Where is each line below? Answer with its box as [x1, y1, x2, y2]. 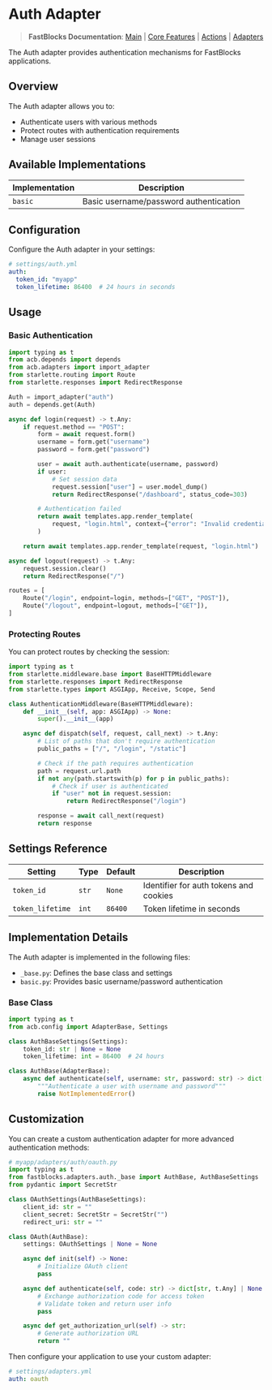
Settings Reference [8, 842, 108, 856]
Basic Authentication [8, 330, 93, 341]
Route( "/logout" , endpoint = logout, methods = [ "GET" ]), [23, 602, 208, 610]
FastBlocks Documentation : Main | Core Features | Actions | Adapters [28, 32, 264, 41]
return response [37, 819, 92, 828]
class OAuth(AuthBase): [8, 1232, 89, 1241]
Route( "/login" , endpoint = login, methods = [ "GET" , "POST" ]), [23, 594, 230, 602]
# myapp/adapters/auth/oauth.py [8, 1158, 117, 1166]
